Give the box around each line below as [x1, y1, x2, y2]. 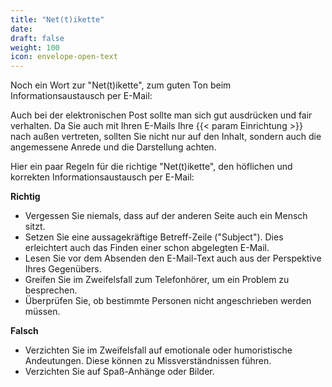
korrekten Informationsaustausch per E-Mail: [10, 171, 195, 183]
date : [10, 24, 33, 34]
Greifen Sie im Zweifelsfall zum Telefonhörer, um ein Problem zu [24, 274, 290, 286]
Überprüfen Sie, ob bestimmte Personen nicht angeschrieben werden [24, 295, 312, 307]
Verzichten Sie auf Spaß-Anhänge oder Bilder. [24, 366, 215, 378]
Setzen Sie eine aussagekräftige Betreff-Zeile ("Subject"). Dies [24, 231, 284, 243]
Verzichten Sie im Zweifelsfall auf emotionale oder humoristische [24, 344, 293, 356]
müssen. [24, 306, 61, 318]
